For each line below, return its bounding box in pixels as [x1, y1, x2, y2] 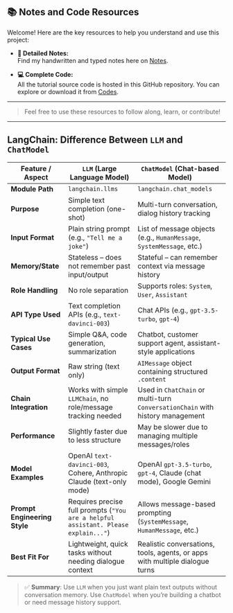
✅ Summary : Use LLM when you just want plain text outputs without [24, 583, 217, 591]
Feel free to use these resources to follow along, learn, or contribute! [24, 107, 221, 116]
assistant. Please [68, 521, 129, 528]
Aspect [24, 172, 49, 182]
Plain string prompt [68, 224, 130, 233]
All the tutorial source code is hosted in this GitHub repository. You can [17, 80, 220, 89]
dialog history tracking [137, 208, 211, 217]
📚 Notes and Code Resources [7, 6, 139, 18]
